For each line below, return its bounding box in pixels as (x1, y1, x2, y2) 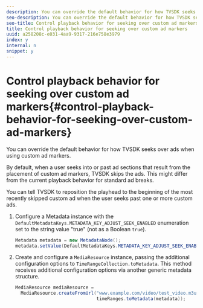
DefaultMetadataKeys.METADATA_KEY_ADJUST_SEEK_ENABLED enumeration (14, 219, 189, 226)
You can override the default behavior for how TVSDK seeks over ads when (6, 146, 195, 153)
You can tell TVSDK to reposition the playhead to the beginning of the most (6, 188, 193, 195)
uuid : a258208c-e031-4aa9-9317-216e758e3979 (6, 31, 120, 37)
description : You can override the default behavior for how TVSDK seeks (6, 8, 196, 15)
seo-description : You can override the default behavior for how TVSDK (6, 14, 190, 21)
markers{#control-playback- (6, 100, 154, 114)
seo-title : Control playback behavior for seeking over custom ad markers (6, 20, 199, 26)
